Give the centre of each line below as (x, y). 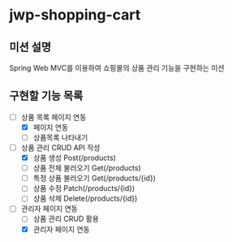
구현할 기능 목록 (46, 96)
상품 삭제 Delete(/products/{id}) (85, 199)
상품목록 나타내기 (60, 137)
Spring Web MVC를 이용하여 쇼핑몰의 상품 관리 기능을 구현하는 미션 (117, 68)
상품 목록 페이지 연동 (54, 117)
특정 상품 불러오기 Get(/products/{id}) (95, 178)
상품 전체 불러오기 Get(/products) (87, 168)
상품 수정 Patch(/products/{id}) (84, 188)
